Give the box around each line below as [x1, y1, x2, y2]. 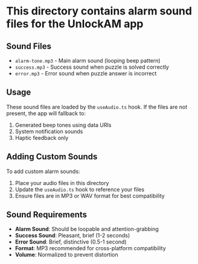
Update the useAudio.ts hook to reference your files [14, 186, 145, 193]
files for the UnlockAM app [6, 17, 144, 31]
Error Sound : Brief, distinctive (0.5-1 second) [14, 238, 127, 245]
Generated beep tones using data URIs [14, 121, 112, 128]
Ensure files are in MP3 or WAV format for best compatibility [14, 192, 165, 200]
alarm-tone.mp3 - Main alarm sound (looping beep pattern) [14, 57, 161, 64]
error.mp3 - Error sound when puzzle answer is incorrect [14, 70, 157, 77]
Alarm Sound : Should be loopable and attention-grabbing [14, 225, 159, 233]
